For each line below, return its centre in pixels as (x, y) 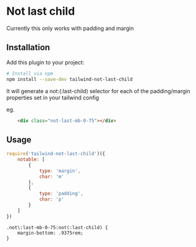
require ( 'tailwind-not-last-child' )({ (56, 154)
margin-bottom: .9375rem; (51, 233)
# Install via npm (30, 74)
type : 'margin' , (60, 171)
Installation (28, 47)
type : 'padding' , (61, 194)
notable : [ (31, 160)
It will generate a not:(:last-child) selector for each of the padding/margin (98, 91)
